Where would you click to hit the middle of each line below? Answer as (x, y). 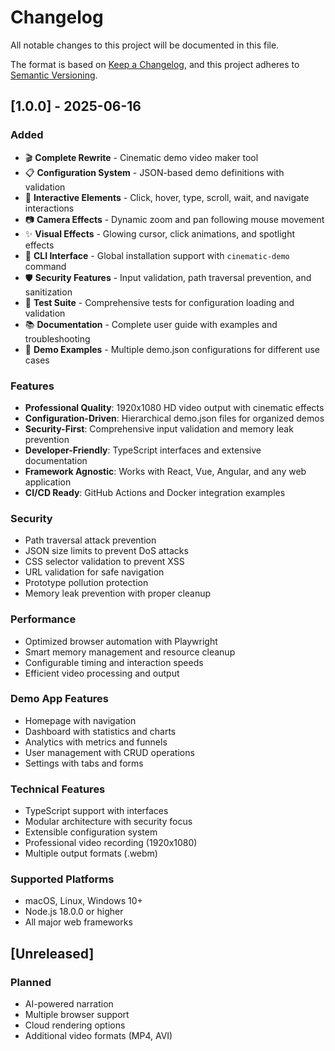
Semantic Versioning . (54, 75)
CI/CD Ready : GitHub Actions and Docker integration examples (155, 492)
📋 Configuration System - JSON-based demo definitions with (154, 172)
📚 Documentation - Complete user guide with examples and (151, 324)
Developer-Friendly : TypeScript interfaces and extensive (143, 450)
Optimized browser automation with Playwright (121, 641)
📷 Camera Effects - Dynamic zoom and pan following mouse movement (174, 219)
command (45, 266)
